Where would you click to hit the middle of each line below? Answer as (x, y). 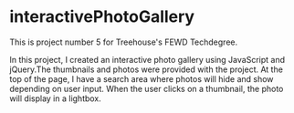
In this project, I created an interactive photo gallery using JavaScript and (147, 59)
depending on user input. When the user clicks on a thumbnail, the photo (147, 88)
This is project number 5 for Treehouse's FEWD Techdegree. (124, 42)
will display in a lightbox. (56, 98)
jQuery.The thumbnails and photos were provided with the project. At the (146, 69)
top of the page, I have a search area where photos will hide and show (142, 78)
